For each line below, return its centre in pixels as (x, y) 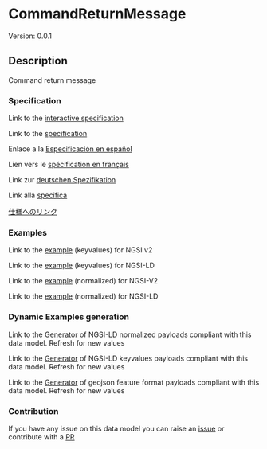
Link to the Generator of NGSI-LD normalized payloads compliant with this (130, 334)
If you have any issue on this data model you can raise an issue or (116, 428)
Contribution (33, 411)
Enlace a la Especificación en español (71, 149)
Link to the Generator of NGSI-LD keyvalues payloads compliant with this (128, 358)
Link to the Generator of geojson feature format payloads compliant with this (134, 382)
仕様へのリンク (33, 212)
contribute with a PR (41, 437)
